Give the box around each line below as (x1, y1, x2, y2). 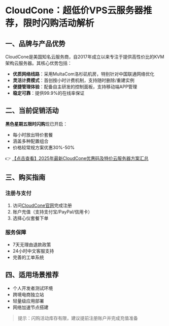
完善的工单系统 (12, 254, 44, 260)
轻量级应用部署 (12, 297, 44, 304)
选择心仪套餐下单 (12, 215, 49, 221)
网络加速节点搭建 (12, 304, 49, 310)
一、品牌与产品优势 (5, 39, 65, 48)
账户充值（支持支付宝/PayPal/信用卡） (12, 208, 93, 214)
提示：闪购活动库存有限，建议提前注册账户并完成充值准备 (17, 315, 138, 321)
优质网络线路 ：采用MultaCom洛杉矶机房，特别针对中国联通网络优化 (12, 71, 155, 77)
